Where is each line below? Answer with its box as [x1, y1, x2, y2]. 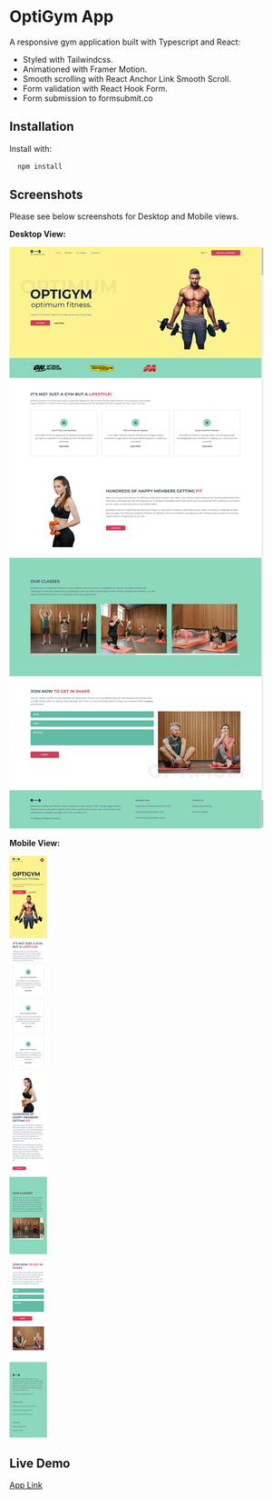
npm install [17, 162, 63, 171]
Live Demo [9, 1455, 71, 1471]
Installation [9, 119, 74, 135]
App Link [9, 1480, 44, 1491]
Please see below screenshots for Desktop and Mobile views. [9, 211, 239, 222]
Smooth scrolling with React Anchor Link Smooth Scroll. [22, 73, 231, 84]
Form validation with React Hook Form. [22, 83, 168, 94]
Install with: [9, 143, 53, 154]
